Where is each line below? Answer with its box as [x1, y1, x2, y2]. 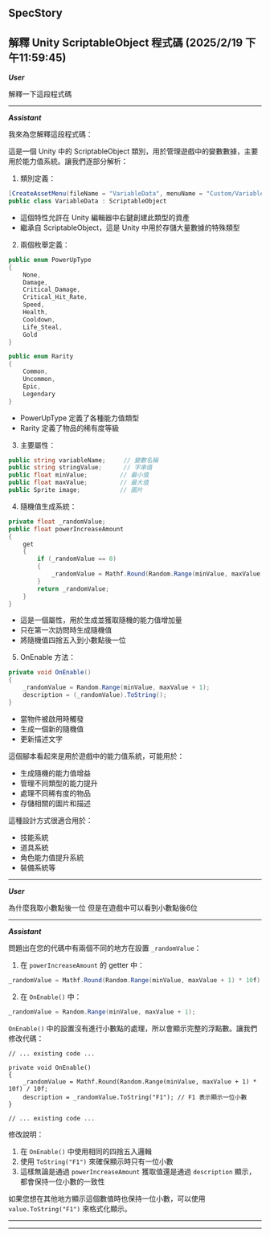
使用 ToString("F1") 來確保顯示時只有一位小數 [19, 1157, 174, 1166]
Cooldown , [22, 315, 56, 324]
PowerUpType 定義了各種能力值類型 [19, 413, 140, 423]
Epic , [22, 382, 42, 391]
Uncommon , [22, 375, 56, 383]
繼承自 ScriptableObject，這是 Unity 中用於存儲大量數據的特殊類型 [19, 223, 240, 232]
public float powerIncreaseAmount [8, 525, 125, 533]
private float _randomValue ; [8, 518, 106, 526]
